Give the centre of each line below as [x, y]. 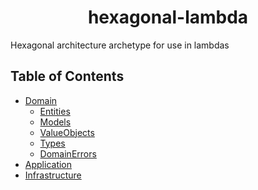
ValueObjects [67, 132]
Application [48, 164]
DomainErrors [68, 153]
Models [55, 122]
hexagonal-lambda [168, 17]
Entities [55, 111]
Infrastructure [53, 175]
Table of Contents [67, 76]
